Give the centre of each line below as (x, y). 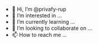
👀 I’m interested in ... (37, 15)
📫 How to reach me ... (39, 35)
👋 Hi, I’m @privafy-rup (39, 9)
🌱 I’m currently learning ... (43, 22)
